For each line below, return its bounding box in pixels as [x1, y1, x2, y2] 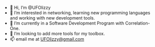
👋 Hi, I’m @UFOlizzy [9, 5, 51, 10]
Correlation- [125, 20, 150, 26]
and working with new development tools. [9, 15, 95, 21]
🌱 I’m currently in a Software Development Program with [9, 20, 124, 26]
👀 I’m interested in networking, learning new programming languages [9, 10, 151, 16]
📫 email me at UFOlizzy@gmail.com [9, 36, 84, 42]
